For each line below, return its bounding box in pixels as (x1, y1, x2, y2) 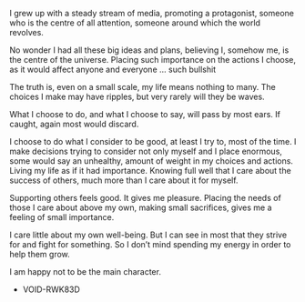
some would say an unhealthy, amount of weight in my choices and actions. (9, 156, 294, 166)
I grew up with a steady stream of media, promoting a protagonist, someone (9, 8, 294, 18)
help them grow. (9, 249, 70, 259)
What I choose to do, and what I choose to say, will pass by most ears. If (9, 109, 280, 119)
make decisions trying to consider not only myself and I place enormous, (9, 146, 282, 156)
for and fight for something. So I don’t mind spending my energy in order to (9, 239, 291, 249)
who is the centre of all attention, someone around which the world (9, 17, 261, 28)
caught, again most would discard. (9, 118, 139, 129)
